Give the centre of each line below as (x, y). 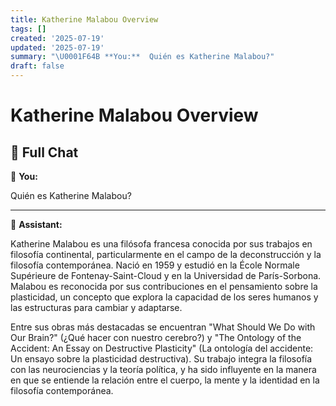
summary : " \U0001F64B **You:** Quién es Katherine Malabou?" (142, 57)
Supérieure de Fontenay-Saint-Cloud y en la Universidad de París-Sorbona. (166, 275)
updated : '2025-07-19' (57, 47)
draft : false (37, 66)
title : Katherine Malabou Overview (84, 19)
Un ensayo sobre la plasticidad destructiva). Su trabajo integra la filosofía (161, 359)
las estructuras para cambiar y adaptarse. (96, 307)
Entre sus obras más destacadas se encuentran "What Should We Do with (163, 327)
